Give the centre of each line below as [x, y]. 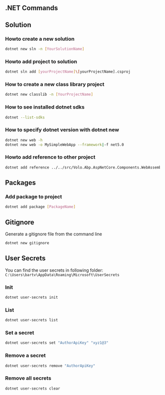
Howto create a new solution [40, 39]
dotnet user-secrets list [31, 320]
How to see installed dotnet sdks [45, 107]
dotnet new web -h [24, 140]
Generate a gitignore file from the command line [54, 234]
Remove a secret [25, 356]
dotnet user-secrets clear [33, 388]
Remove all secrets [28, 378]
